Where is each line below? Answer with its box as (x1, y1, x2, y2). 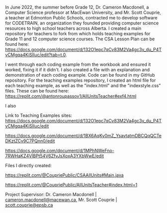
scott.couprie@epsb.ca (5, 202, 53, 208)
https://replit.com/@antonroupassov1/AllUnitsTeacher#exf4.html (5, 93, 137, 99)
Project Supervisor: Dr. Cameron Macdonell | (5, 192, 97, 197)
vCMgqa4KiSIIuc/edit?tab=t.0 (5, 52, 66, 58)
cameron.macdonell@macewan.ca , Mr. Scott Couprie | (5, 197, 118, 203)
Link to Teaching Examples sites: (5, 112, 72, 118)
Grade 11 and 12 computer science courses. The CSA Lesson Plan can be (5, 36, 155, 42)
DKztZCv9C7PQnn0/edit (5, 138, 55, 144)
